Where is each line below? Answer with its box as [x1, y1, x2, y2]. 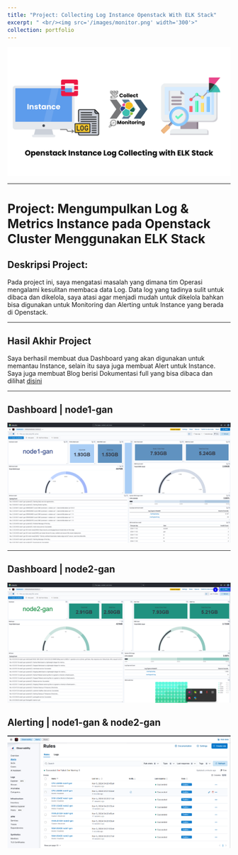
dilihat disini [7, 376, 42, 385]
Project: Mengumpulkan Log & [7, 201, 189, 216]
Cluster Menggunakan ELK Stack [7, 230, 205, 247]
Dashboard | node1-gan [7, 403, 113, 415]
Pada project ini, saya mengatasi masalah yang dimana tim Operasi [7, 277, 203, 286]
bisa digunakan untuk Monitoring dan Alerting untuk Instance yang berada [7, 300, 225, 308]
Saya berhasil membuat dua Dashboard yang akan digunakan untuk [7, 354, 205, 362]
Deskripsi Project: [7, 259, 89, 271]
